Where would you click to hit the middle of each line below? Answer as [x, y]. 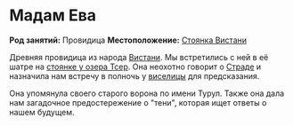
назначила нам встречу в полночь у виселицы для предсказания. [134, 75]
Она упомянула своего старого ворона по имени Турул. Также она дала [147, 93]
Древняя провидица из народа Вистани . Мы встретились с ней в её [139, 57]
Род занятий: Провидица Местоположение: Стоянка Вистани [128, 40]
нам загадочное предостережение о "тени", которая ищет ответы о [138, 102]
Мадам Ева [53, 16]
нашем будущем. [42, 112]
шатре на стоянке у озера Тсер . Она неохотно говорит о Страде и [135, 67]
